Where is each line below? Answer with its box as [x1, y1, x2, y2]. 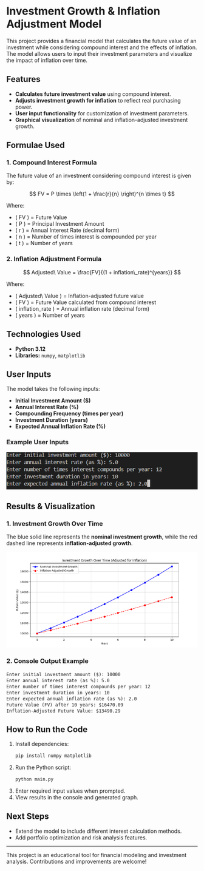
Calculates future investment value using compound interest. [15, 90, 171, 98]
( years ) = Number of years [15, 311, 85, 319]
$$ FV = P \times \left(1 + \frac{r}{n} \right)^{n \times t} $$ [29, 190, 175, 198]
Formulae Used [6, 140, 65, 151]
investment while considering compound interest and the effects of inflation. [6, 44, 197, 51]
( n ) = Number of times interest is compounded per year [15, 233, 157, 240]
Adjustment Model [6, 17, 102, 31]
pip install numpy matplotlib [15, 753, 92, 759]
